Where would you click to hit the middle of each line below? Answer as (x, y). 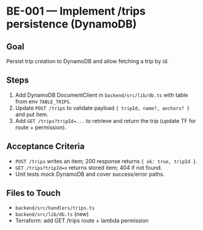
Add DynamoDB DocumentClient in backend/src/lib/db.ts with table (101, 95)
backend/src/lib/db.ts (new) (52, 214)
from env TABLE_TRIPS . (43, 101)
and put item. (32, 114)
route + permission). (41, 127)
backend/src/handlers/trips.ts (55, 208)
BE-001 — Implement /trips (76, 11)
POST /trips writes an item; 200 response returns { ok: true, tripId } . (106, 161)
